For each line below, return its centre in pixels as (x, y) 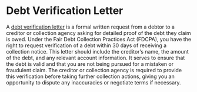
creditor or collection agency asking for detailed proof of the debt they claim (98, 33)
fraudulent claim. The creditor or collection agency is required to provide (94, 70)
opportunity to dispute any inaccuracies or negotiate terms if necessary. (94, 82)
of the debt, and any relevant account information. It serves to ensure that (96, 58)
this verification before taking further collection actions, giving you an (91, 76)
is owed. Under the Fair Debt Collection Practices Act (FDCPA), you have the (99, 39)
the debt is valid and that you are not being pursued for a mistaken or (90, 64)
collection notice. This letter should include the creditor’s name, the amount (98, 51)
